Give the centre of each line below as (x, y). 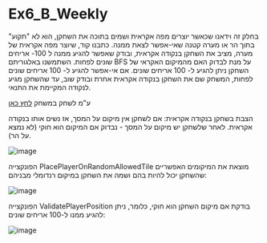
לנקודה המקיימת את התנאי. (50, 87)
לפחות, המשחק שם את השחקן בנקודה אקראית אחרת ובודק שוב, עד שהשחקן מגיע (131, 79)
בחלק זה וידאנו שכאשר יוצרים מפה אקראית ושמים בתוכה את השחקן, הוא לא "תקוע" (133, 36)
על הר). (20, 135)
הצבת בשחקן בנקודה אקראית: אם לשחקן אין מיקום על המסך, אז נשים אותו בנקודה (131, 118)
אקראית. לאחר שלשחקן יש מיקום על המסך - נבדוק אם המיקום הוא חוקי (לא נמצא (130, 127)
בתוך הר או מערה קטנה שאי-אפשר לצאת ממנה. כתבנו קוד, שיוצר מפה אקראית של (131, 44)
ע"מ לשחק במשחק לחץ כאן (49, 103)
